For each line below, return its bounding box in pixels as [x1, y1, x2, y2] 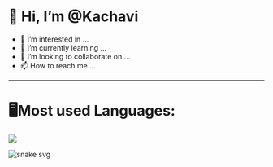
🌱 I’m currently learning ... [19, 42, 107, 52]
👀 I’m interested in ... [19, 34, 89, 44]
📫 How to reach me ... [19, 60, 96, 70]
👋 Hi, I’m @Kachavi [8, 7, 139, 26]
